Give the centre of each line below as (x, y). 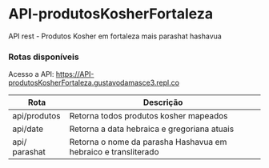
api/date (28, 129)
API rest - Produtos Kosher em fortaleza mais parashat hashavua (115, 36)
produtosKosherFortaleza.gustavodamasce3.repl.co (94, 83)
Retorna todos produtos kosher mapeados (149, 116)
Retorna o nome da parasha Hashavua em (148, 142)
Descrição (163, 102)
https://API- (75, 74)
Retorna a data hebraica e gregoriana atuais (152, 129)
